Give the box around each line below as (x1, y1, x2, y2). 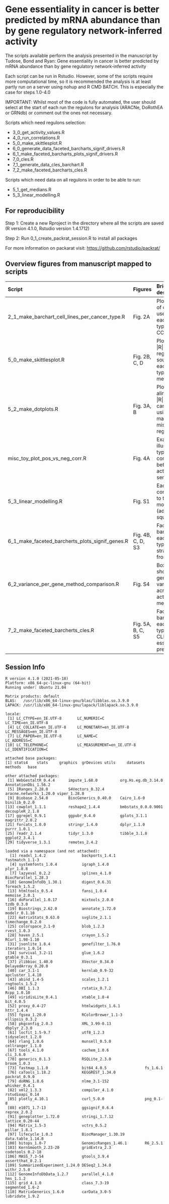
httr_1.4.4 (5, 1008, 28, 1013)
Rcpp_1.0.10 (5, 990, 30, 996)
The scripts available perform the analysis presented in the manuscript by (5, 52, 158, 59)
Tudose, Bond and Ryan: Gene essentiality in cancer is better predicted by (5, 58, 159, 64)
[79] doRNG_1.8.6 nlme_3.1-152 (7, 1079, 109, 1084)
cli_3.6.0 (5, 1052, 26, 1057)
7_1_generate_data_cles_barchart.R (12, 161, 84, 167)
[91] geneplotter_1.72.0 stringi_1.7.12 (7, 1114, 114, 1120)
